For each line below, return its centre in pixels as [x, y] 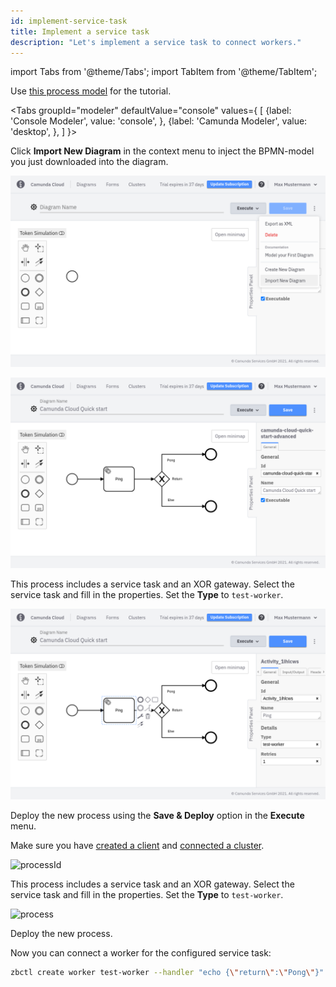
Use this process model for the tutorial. [91, 91]
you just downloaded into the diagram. [89, 162]
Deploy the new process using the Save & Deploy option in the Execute [157, 815]
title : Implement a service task [80, 31]
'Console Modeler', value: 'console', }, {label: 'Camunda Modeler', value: [159, 121]
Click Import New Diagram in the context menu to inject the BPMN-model [162, 151]
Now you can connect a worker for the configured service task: [141, 952]
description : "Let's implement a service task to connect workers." [156, 42]
